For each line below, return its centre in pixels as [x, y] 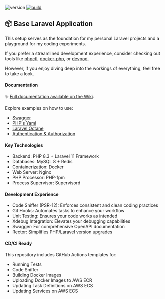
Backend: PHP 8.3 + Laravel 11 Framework [56, 156]
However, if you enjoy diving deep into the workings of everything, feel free [83, 68]
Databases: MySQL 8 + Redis [42, 162]
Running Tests [27, 264]
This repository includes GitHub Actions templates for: [61, 254]
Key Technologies [24, 145]
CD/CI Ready [19, 244]
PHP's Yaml [24, 123]
